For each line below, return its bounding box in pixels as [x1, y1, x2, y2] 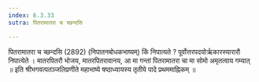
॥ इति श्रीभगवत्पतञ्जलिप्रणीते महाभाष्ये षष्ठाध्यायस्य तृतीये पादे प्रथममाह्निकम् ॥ [8, 64, 196, 74]
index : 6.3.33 [8, 11, 55, 20]
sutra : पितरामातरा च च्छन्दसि [8, 19, 83, 27]
